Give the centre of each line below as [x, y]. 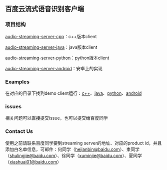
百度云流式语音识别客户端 [44, 9]
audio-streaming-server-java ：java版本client [51, 47]
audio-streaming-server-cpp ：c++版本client [51, 36]
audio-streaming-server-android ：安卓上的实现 [54, 68]
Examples [17, 82]
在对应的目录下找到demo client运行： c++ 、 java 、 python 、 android [73, 93]
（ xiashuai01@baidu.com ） [33, 161]
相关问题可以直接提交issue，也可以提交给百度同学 [57, 118]
